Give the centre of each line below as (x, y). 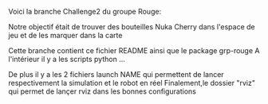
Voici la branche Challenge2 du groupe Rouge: (85, 12)
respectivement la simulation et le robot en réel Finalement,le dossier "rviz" (132, 83)
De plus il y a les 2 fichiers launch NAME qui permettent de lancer (116, 74)
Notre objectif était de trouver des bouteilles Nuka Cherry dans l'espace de (132, 27)
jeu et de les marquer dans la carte (65, 35)
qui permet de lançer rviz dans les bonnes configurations (102, 91)
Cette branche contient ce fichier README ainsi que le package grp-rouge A (134, 50)
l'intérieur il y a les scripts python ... (67, 59)
